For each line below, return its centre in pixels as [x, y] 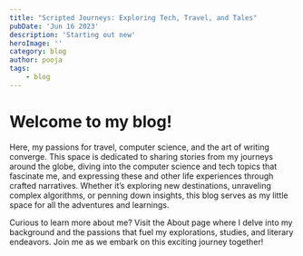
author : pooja [36, 60]
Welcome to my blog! [91, 121]
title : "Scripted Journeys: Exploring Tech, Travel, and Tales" [133, 18]
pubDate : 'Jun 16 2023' [54, 26]
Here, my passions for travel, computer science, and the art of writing [140, 147]
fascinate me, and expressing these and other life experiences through [142, 176]
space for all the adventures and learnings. [89, 204]
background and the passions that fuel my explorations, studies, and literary [151, 231]
